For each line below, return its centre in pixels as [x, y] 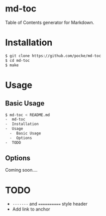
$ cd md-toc [17, 60]
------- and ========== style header [50, 204]
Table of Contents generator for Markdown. [50, 22]
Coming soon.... [21, 170]
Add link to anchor [31, 209]
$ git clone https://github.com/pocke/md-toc [53, 56]
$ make [12, 65]
